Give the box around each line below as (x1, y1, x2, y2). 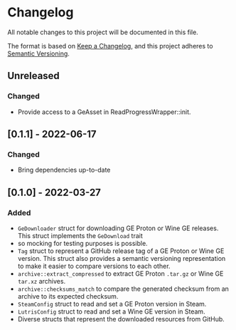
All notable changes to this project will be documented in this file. (7, 28, 199, 36)
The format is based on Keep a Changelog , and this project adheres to (7, 41, 213, 50)
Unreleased (7, 70, 60, 82)
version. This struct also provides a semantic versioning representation (17, 254, 226, 262)
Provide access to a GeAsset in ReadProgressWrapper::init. (17, 108, 191, 116)
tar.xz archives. (17, 277, 66, 285)
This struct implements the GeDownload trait (17, 232, 144, 239)
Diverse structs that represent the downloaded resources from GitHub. (17, 315, 225, 323)
